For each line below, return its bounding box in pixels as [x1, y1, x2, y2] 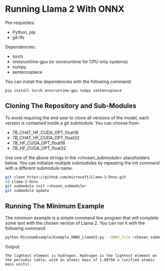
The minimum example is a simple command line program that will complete [5, 215, 159, 220]
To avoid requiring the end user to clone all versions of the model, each [5, 114, 149, 121]
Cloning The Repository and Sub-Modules [5, 102, 137, 110]
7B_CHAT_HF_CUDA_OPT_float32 [12, 135, 80, 140]
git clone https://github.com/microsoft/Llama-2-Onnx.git [5, 174, 126, 180]
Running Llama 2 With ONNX [5, 3, 125, 15]
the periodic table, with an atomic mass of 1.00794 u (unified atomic [5, 257, 155, 262]
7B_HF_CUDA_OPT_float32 [12, 145, 66, 151]
